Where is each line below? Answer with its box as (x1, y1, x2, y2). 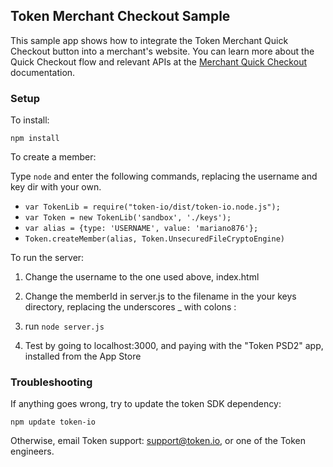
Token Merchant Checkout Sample (10, 8, 231, 25)
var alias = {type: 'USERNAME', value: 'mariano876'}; (24, 224, 259, 234)
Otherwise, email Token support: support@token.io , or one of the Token (10, 435, 307, 447)
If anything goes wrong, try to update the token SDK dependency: (10, 398, 282, 410)
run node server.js (24, 320, 105, 333)
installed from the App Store (24, 350, 142, 363)
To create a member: (10, 151, 97, 163)
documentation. (10, 66, 76, 78)
